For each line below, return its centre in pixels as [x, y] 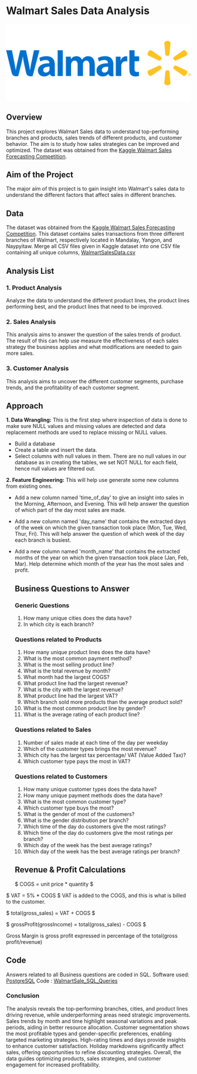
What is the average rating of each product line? [81, 715]
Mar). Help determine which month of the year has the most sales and [99, 564]
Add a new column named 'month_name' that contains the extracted [97, 552]
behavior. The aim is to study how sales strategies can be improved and [93, 144]
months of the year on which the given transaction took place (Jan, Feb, [101, 558]
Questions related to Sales [53, 730]
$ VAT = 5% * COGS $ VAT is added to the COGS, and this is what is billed [96, 895]
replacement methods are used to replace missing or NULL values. [87, 433]
